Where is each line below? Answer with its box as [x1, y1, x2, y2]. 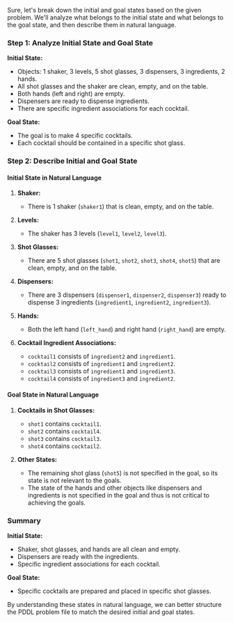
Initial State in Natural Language [7, 174, 102, 182]
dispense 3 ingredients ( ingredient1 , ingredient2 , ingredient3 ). [27, 298, 211, 307]
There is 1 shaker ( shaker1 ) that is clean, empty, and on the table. [27, 202, 214, 211]
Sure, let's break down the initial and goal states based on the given [7, 6, 202, 14]
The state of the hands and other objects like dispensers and [27, 484, 202, 492]
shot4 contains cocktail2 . [27, 442, 102, 450]
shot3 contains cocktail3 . [27, 434, 102, 443]
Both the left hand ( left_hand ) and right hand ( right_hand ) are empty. [27, 325, 226, 334]
